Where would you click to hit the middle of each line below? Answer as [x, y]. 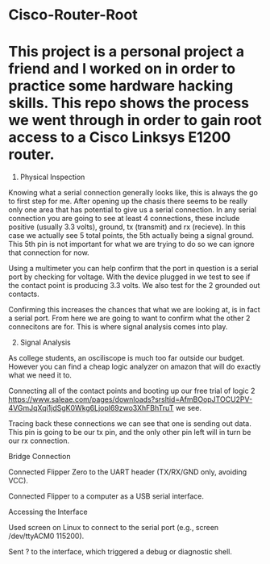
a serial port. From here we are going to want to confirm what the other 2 [129, 318]
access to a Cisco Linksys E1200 [120, 138]
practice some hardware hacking [121, 86]
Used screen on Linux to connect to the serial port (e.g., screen [114, 528]
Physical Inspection [52, 177]
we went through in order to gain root [135, 121]
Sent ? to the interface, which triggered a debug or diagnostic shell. [120, 552]
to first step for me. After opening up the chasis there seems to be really [128, 201]
